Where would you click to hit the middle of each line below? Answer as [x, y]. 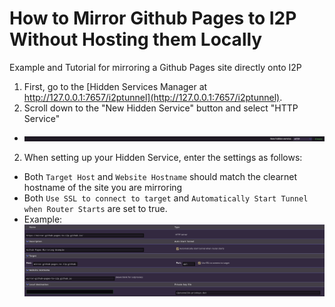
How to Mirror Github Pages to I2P [153, 18]
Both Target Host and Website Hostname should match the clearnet [160, 176]
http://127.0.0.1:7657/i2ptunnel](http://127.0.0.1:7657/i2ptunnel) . [153, 97]
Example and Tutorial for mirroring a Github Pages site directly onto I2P [155, 67]
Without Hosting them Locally [136, 39]
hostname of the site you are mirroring [103, 187]
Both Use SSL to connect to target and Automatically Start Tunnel [166, 198]
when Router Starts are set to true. [95, 208]
